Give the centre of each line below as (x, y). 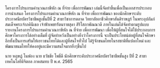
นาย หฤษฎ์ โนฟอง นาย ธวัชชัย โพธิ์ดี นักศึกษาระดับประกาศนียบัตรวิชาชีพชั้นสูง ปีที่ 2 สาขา (76, 56)
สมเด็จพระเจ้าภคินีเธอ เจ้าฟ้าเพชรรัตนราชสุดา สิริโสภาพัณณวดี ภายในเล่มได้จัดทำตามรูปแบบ (77, 24)
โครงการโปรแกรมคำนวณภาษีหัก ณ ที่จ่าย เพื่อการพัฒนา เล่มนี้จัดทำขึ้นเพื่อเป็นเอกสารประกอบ (78, 8)
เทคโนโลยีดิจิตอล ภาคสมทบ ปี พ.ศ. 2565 (39, 61)
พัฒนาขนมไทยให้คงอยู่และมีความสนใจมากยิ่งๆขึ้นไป (46, 46)
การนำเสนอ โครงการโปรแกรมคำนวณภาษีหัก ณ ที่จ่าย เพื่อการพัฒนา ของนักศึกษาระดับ (73, 13)
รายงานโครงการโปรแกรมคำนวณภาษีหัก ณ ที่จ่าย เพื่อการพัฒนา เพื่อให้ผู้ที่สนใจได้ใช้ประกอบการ (80, 30)
